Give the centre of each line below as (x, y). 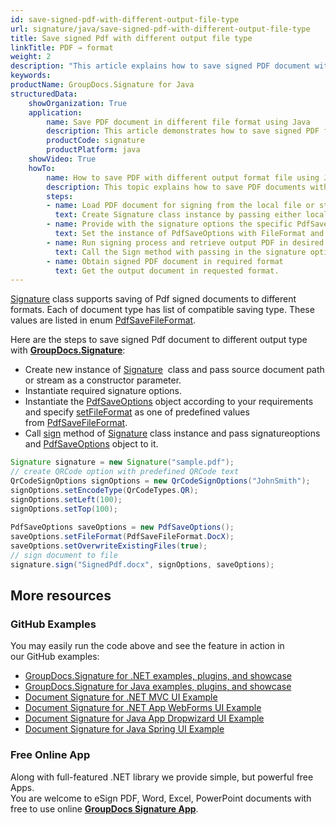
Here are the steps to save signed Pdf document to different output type (159, 340)
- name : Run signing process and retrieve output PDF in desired (185, 242)
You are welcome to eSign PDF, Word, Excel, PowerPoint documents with (161, 798)
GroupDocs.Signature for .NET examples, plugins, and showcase (158, 676)
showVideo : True (62, 159)
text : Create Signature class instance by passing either (178, 215)
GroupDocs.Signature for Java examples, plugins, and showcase (158, 687)
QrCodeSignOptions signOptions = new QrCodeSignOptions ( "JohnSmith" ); (160, 481)
